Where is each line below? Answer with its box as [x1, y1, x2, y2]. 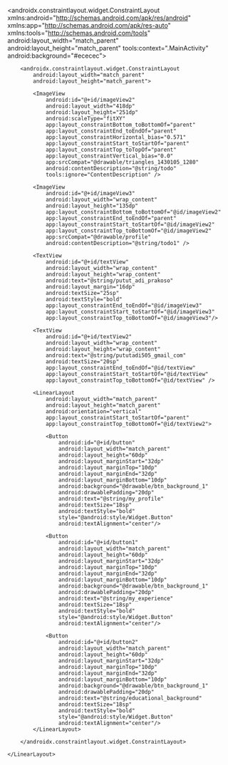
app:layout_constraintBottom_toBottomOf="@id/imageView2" [45, 209, 222, 216]
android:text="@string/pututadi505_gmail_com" [45, 352, 187, 359]
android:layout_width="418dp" [45, 103, 135, 110]
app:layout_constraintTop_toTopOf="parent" [45, 146, 177, 153]
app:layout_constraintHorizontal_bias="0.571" [45, 134, 187, 141]
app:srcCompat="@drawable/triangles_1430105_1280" [45, 159, 199, 166]
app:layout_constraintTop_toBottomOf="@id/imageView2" [45, 227, 212, 234]
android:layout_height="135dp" [45, 202, 139, 209]
